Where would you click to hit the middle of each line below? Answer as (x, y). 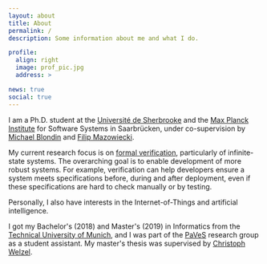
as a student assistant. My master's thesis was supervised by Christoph (127, 243)
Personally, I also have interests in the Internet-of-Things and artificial (123, 202)
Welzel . (20, 252)
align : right (37, 60)
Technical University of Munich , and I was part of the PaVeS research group (133, 234)
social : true (30, 97)
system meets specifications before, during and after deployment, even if (129, 178)
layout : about (32, 16)
